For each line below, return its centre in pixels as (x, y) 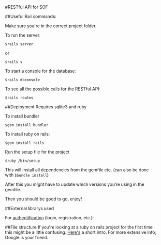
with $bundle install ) (27, 175)
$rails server (19, 44)
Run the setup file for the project (37, 152)
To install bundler (22, 116)
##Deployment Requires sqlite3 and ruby (46, 107)
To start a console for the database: (41, 71)
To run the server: (23, 35)
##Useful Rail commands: (31, 16)
